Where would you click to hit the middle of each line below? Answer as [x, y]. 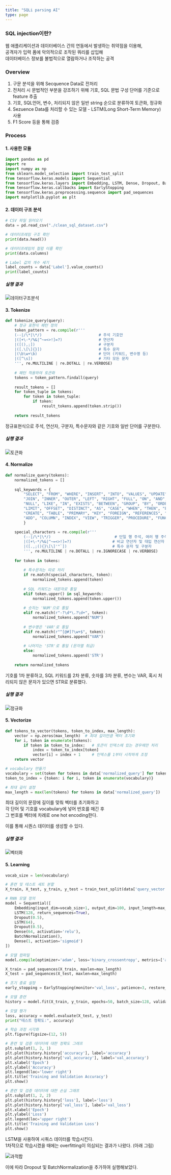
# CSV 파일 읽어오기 [24, 221]
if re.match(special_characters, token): [68, 575]
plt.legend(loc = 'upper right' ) [38, 1119]
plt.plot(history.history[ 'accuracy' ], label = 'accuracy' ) [68, 1053]
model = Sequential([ [28, 904]
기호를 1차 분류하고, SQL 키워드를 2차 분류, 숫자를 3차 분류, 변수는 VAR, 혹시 [81, 675]
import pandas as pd [27, 159]
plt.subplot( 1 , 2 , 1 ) [28, 1048]
